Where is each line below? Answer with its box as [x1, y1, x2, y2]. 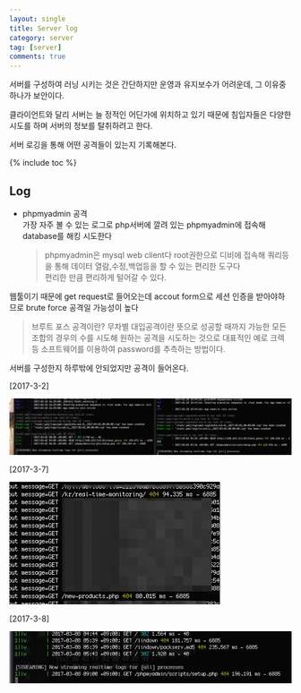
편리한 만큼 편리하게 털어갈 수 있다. [44, 271, 168, 282]
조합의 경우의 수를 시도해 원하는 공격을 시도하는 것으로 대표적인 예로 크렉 [30, 332, 285, 343]
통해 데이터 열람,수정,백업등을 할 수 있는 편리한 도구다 [54, 261, 241, 271]
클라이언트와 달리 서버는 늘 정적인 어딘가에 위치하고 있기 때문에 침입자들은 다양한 [9, 109, 292, 120]
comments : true [9, 52, 66, 62]
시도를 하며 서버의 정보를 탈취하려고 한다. [9, 121, 153, 132]
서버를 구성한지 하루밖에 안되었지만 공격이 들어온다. [9, 363, 189, 373]
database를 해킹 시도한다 [21, 230, 112, 241]
